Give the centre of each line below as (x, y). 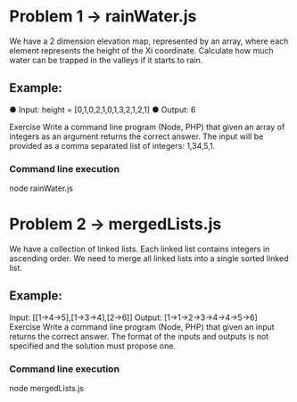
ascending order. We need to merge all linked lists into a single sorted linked (149, 258)
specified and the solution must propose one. (93, 346)
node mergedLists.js (47, 389)
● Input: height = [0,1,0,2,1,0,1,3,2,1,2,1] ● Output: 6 (103, 110)
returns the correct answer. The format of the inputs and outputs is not (139, 336)
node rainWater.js (41, 188)
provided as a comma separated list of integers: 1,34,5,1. (112, 145)
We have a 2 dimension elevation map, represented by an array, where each (149, 41)
